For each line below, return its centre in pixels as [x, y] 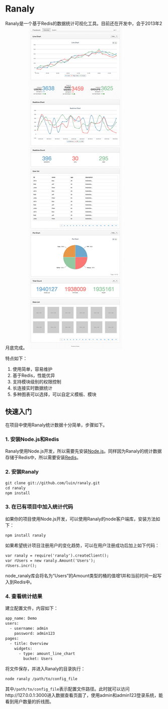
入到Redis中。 [20, 582]
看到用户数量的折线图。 [29, 701]
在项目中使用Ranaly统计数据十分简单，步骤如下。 [56, 425]
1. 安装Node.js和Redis [32, 439]
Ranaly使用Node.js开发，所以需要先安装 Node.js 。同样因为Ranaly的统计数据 [83, 451]
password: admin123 [35, 633]
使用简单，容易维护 [32, 369]
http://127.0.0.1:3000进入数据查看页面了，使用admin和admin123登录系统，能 [84, 695]
